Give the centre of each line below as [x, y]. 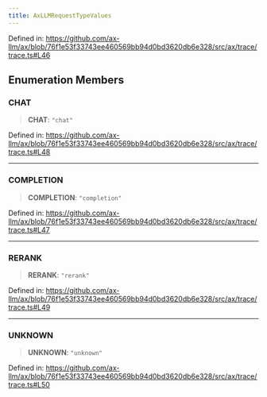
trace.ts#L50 [29, 385]
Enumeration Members [66, 80]
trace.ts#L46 [29, 55]
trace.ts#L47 [29, 229]
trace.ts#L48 [29, 152]
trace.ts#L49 [29, 307]
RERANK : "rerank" [58, 275]
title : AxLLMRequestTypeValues [60, 15]
